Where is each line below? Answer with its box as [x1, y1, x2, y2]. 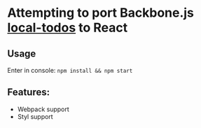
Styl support [17, 112, 54, 120]
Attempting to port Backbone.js [7, 5, 195, 21]
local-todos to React [7, 20, 128, 36]
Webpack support [17, 105, 70, 113]
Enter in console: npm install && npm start [7, 66, 133, 74]
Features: [7, 86, 50, 99]
